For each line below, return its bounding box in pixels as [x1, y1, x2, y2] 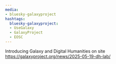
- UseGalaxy [9, 26, 35, 31]
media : [5, 7, 19, 12]
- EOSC [9, 35, 23, 40]
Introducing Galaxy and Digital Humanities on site [5, 48, 105, 54]
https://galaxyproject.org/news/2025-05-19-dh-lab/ [5, 53, 111, 59]
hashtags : [5, 16, 26, 21]
